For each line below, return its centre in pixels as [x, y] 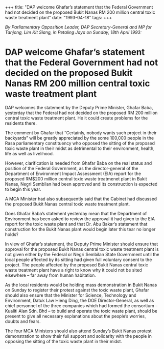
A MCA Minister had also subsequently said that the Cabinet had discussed [81, 199]
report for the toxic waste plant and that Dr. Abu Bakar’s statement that [76, 224]
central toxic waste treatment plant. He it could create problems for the [77, 118]
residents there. [21, 123]
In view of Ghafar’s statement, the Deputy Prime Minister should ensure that [82, 244]
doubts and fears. [23, 321]
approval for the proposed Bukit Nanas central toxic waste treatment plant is [82, 249]
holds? [12, 234]
